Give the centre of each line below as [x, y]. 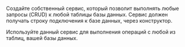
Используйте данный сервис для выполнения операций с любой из [91, 32]
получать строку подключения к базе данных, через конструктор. [89, 21]
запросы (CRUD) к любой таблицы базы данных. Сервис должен [87, 15]
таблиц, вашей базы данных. [42, 38]
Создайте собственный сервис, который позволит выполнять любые [93, 8]
